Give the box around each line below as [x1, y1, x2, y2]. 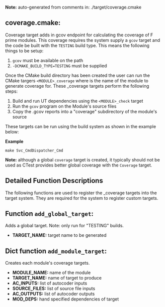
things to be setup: [5, 47, 44, 54]
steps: [5, 88, 18, 94]
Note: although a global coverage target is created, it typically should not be [5, 156, 160, 162]
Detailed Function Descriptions [5, 176, 103, 185]
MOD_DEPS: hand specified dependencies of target [12, 296, 119, 302]
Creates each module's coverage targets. [5, 260, 90, 266]
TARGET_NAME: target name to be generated [12, 232, 107, 238]
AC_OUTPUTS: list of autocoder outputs [12, 291, 95, 297]
